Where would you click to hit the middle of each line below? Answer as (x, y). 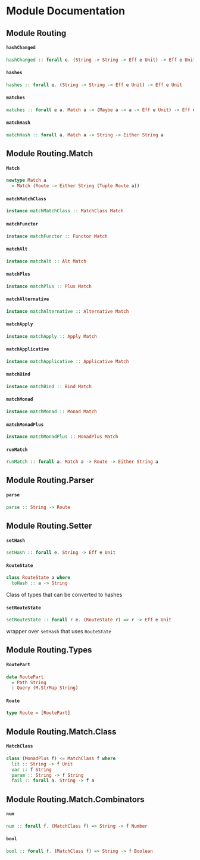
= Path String (29, 682)
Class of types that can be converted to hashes (64, 594)
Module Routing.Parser (50, 481)
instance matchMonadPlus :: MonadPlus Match (62, 437)
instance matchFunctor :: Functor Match (57, 236)
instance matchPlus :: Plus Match (49, 286)
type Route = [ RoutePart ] (38, 713)
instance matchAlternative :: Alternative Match (68, 311)
